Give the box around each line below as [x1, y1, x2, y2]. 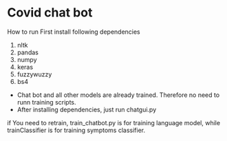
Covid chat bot [7, 5, 93, 21]
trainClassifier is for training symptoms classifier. [7, 126, 146, 134]
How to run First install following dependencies [7, 28, 141, 36]
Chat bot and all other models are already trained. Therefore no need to [17, 91, 220, 99]
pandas [17, 48, 39, 56]
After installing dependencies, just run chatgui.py [17, 105, 157, 113]
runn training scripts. [17, 98, 77, 106]
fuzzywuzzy [17, 70, 52, 78]
